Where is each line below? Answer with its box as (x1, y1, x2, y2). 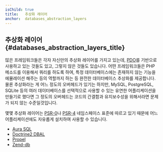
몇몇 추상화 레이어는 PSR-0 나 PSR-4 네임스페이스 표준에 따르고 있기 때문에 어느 (5, 110, 158, 116)
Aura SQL (12, 126, 32, 132)
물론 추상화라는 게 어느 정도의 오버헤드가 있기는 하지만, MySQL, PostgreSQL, (5, 82, 154, 87)
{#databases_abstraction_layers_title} (5, 43, 125, 52)
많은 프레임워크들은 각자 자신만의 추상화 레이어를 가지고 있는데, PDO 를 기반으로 (5, 57, 157, 63)
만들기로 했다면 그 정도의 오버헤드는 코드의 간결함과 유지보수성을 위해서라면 (5, 94, 150, 100)
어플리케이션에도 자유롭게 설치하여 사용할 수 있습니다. (5, 116, 108, 122)
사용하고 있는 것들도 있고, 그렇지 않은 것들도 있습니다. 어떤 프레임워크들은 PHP (5, 63, 155, 69)
